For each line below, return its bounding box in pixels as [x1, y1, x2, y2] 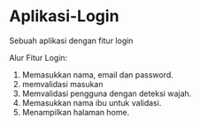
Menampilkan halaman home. [21, 107, 130, 117]
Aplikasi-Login [9, 6, 119, 26]
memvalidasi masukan [21, 78, 104, 89]
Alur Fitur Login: [9, 52, 68, 63]
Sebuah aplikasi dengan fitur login [9, 35, 134, 46]
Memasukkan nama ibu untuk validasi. [21, 97, 162, 107]
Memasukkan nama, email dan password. [21, 69, 174, 80]
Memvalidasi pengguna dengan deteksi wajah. [21, 88, 192, 99]
